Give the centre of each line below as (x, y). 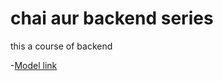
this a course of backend (61, 46)
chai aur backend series (112, 18)
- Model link (34, 65)
